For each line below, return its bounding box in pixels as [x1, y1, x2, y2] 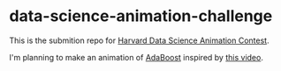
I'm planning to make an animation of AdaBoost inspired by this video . [9, 52, 263, 62]
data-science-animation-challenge [9, 6, 273, 26]
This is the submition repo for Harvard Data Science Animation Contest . [9, 35, 270, 46]
